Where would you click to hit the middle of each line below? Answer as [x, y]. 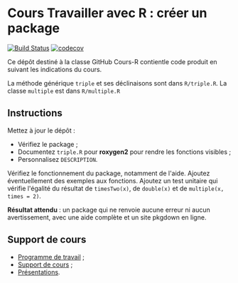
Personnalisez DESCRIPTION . [58, 159]
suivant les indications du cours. [55, 69]
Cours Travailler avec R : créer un [107, 13]
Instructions [35, 113]
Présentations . [39, 272]
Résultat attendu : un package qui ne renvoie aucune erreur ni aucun [109, 210]
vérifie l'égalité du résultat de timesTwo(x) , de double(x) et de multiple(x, [116, 188]
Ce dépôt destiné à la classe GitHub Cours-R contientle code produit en [113, 61]
